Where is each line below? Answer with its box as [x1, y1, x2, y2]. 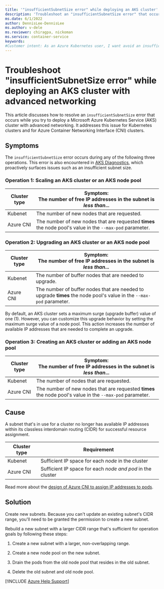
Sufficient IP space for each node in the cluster [41, 458, 148, 464]
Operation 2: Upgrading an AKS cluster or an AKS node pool [5, 239, 150, 246]
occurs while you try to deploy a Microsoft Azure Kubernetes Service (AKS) [5, 117, 157, 123]
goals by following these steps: [5, 531, 68, 537]
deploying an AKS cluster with [5, 85, 130, 96]
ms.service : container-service [5, 35, 69, 40]
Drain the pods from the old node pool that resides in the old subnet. [12, 559, 150, 565]
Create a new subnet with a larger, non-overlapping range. [12, 540, 130, 546]
